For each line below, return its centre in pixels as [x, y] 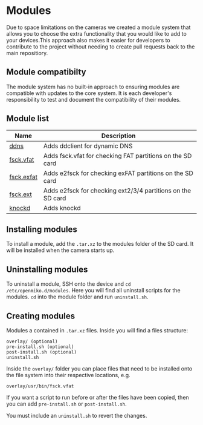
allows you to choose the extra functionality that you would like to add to [97, 33]
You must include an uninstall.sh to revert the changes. [77, 416]
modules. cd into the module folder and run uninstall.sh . [77, 297]
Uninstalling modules [47, 269]
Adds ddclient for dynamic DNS [88, 146]
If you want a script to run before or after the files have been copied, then [98, 397]
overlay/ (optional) [32, 341]
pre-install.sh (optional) [40, 347]
